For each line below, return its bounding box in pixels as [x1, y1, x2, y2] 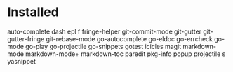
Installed [7, 4, 60, 20]
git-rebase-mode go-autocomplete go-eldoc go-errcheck [46, 34, 213, 43]
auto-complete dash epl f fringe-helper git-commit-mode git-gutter [7, 27, 202, 36]
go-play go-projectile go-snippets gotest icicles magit [25, 42, 181, 50]
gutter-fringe [7, 34, 45, 43]
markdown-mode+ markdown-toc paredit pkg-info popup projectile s [25, 50, 226, 58]
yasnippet [7, 57, 36, 65]
